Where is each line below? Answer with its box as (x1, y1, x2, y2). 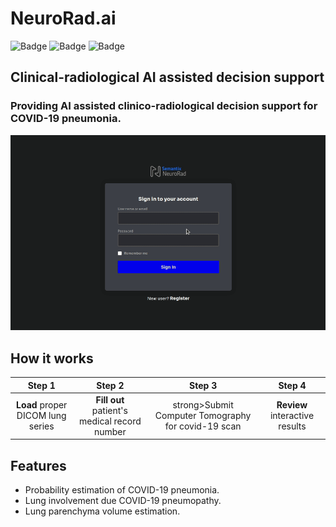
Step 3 (189, 379, 218, 391)
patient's (91, 404, 128, 416)
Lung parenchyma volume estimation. (24, 505, 181, 517)
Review (276, 399, 308, 411)
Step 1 (27, 379, 56, 391)
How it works (10, 350, 94, 367)
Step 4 (278, 379, 307, 391)
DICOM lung (16, 410, 67, 422)
